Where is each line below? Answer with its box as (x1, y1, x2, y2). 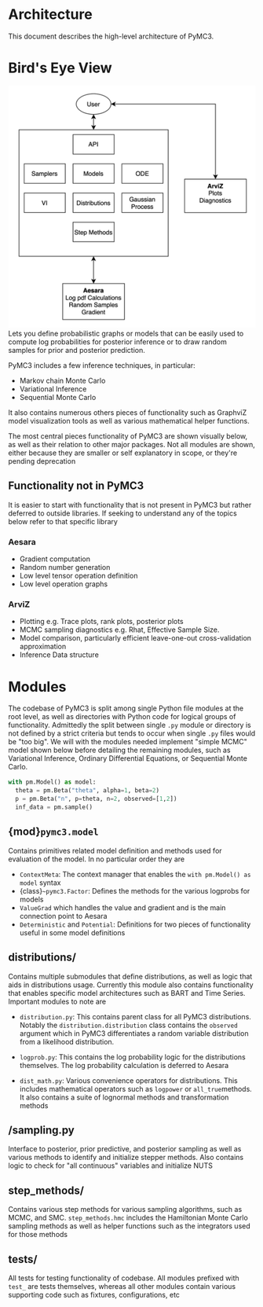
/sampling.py (8, 1123, 75, 1136)
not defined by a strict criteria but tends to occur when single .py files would (8, 729, 256, 738)
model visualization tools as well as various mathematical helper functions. (8, 417, 250, 426)
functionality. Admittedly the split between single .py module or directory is (8, 721, 251, 730)
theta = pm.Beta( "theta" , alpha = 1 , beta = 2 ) (15, 787, 159, 795)
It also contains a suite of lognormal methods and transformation (19, 1092, 229, 1102)
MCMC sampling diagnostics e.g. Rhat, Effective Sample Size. (19, 625, 220, 634)
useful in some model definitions (19, 927, 126, 937)
